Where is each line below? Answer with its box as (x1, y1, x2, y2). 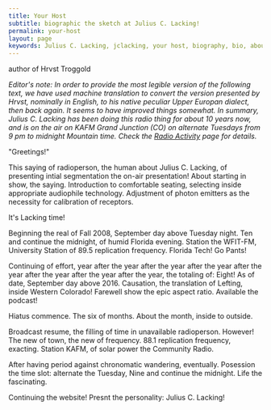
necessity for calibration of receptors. (8, 197, 134, 207)
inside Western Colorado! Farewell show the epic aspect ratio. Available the (8, 287, 259, 297)
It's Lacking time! (8, 213, 66, 222)
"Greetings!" (8, 147, 50, 157)
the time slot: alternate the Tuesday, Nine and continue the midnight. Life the (8, 369, 263, 378)
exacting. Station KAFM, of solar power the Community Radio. (8, 344, 215, 354)
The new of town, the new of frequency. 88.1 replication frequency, (8, 336, 231, 345)
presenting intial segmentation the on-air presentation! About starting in (8, 171, 247, 181)
